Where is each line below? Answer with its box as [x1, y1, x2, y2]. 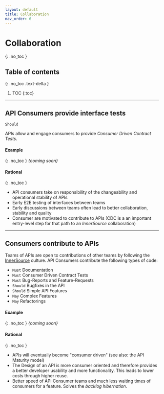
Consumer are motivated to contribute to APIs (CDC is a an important [12, 215, 151, 221]
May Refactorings [12, 298, 46, 304]
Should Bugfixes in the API [12, 282, 65, 289]
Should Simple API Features [12, 288, 67, 294]
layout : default [5, 7, 38, 12]
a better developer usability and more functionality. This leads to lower [12, 368, 154, 373]
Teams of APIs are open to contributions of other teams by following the [5, 253, 150, 258]
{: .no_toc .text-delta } [5, 81, 49, 87]
